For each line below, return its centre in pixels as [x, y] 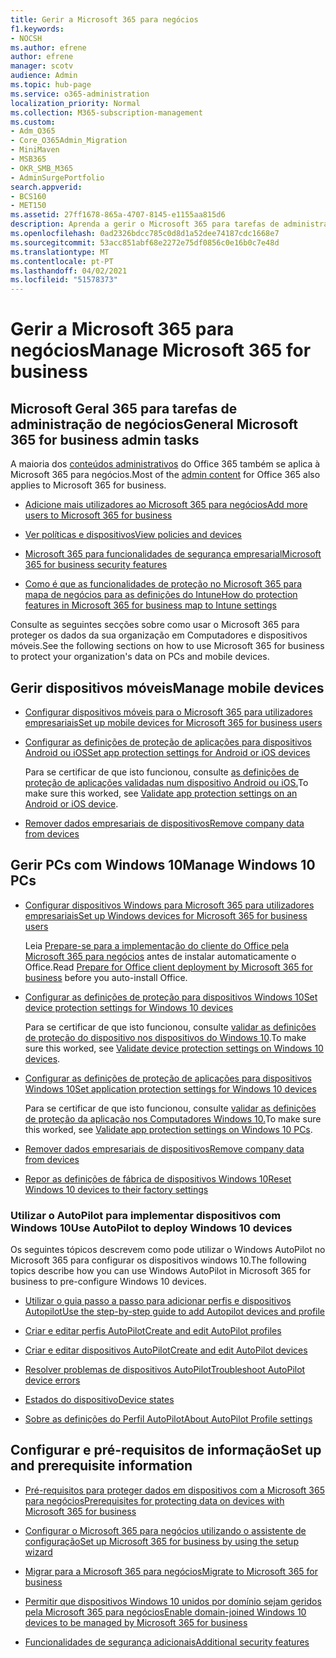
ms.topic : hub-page [51, 85]
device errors [52, 1380]
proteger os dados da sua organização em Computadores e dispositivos [159, 635]
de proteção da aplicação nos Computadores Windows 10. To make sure [173, 1118]
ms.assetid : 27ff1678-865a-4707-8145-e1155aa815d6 [118, 215]
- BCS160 [28, 196]
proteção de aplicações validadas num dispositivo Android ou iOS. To [166, 782]
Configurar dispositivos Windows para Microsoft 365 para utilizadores [169, 905]
